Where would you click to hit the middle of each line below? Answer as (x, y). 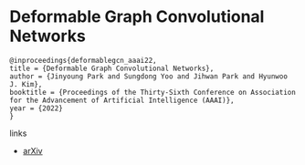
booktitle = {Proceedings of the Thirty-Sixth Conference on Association (153, 92)
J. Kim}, (26, 84)
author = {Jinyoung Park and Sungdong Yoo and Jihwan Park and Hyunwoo (148, 76)
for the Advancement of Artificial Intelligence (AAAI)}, (122, 100)
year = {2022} (37, 108)
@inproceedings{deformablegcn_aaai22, (83, 60)
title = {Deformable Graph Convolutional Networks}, (112, 68)
